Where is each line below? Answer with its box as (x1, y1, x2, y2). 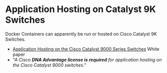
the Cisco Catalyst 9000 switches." (12, 62, 87, 68)
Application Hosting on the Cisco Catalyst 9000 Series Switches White (12, 46, 160, 52)
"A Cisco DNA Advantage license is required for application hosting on (12, 56, 162, 62)
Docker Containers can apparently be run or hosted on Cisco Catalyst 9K (5, 31, 157, 37)
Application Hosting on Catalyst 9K (5, 4, 156, 15)
